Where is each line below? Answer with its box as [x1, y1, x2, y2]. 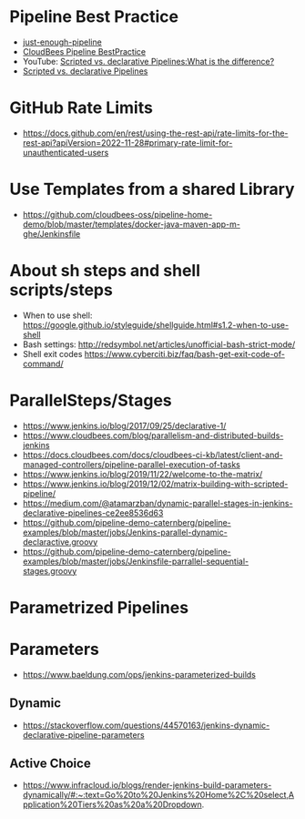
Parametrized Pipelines [9, 597, 189, 618]
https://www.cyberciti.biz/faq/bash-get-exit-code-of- [84, 348, 285, 359]
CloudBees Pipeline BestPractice [22, 46, 147, 56]
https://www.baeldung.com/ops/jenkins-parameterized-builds [22, 669, 257, 680]
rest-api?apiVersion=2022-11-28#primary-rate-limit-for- [22, 137, 233, 148]
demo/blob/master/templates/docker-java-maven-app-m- [22, 219, 241, 230]
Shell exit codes [22, 348, 83, 359]
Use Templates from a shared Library [9, 179, 295, 200]
